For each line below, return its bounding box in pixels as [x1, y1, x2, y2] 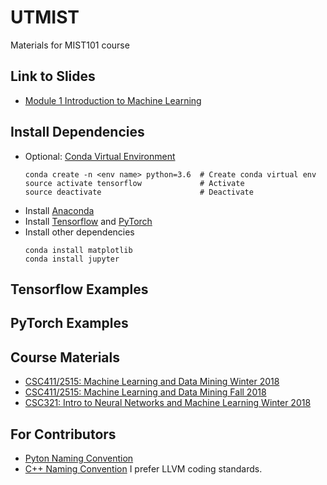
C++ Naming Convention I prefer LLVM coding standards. [24, 462, 263, 475]
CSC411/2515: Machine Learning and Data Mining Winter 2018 [24, 376, 280, 388]
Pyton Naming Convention [24, 452, 134, 464]
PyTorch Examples [10, 315, 129, 332]
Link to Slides [10, 68, 96, 85]
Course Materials [10, 349, 121, 366]
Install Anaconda [24, 204, 95, 216]
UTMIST [10, 6, 80, 29]
